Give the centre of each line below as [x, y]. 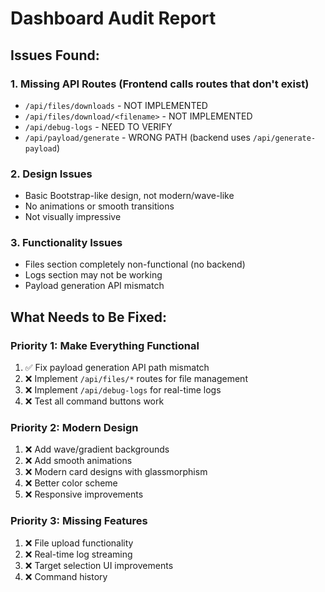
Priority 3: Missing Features [79, 521]
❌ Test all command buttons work [94, 401]
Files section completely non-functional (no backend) [135, 264]
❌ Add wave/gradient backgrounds [97, 449]
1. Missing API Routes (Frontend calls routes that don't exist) [160, 84]
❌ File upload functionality [79, 543]
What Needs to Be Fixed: [88, 317]
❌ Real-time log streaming [78, 554]
